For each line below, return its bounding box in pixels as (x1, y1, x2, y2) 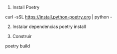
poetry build (5, 43, 30, 49)
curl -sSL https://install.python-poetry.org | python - (5, 14, 113, 19)
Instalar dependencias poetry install (12, 23, 86, 29)
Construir (12, 33, 32, 39)
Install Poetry (12, 4, 40, 10)
